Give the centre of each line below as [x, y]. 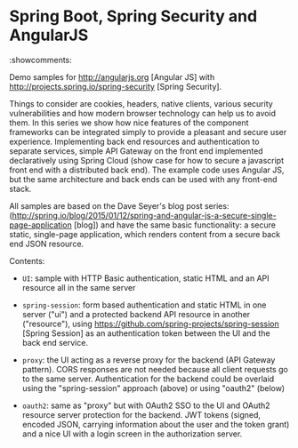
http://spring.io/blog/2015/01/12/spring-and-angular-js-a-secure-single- [145, 215]
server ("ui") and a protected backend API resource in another [136, 314]
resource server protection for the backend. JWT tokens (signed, [141, 414]
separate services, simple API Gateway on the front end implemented [137, 151]
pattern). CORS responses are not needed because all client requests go [155, 369]
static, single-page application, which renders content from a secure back [145, 234]
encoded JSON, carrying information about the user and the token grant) [156, 424]
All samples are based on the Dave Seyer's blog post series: [119, 205]
